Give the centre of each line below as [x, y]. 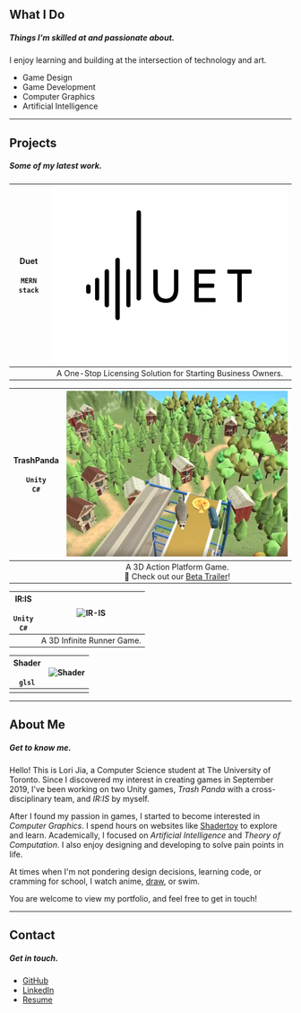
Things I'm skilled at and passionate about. [92, 37]
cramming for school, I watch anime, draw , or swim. [104, 881]
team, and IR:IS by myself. [101, 798]
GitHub [35, 981]
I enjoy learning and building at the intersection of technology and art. [138, 60]
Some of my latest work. [56, 166]
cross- [263, 788]
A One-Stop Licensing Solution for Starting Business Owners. [170, 373]
